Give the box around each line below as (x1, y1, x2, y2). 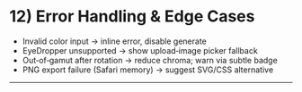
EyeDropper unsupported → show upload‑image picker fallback (22, 45, 258, 55)
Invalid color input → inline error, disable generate (22, 36, 207, 46)
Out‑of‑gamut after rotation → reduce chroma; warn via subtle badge (22, 54, 279, 65)
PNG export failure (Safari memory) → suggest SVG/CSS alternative (22, 64, 274, 75)
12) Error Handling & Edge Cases (9, 6, 255, 27)
